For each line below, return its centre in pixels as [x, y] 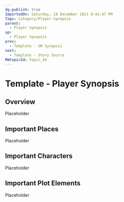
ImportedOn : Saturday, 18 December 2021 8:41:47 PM [59, 14]
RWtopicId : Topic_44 [26, 60]
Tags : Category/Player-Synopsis [38, 19]
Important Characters [39, 156]
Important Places [32, 129]
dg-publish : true [23, 10]
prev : [11, 42]
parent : [13, 23]
